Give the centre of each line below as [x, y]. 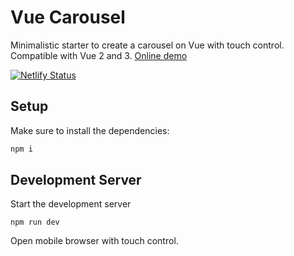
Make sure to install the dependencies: [90, 130]
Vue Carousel [68, 17]
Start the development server [71, 204]
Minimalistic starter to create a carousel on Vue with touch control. [147, 45]
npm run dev [35, 222]
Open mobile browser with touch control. [94, 241]
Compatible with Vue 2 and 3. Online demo [99, 55]
